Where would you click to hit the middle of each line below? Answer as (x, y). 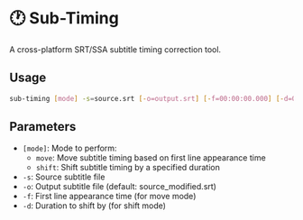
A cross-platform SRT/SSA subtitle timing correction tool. (115, 49)
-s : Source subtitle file (64, 177)
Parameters (43, 127)
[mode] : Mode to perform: (69, 148)
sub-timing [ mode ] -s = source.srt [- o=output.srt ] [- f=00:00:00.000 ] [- (147, 98)
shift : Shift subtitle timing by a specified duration (128, 168)
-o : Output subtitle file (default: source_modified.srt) (119, 187)
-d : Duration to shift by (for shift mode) (94, 206)
